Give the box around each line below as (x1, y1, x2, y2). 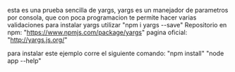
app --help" (7, 57, 42, 65)
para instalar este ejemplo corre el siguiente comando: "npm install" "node (7, 49, 224, 57)
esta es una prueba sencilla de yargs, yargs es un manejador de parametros (7, 6, 229, 14)
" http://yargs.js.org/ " (7, 36, 68, 44)
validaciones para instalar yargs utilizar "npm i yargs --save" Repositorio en (7, 21, 227, 29)
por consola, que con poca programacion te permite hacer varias (7, 13, 197, 22)
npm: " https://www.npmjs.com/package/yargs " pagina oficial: (7, 28, 188, 36)
